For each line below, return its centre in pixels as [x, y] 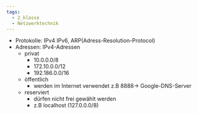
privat [32, 54]
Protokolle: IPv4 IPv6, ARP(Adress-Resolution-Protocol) [85, 41]
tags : [13, 12]
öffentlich [36, 79]
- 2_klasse [26, 18]
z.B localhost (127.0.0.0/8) [66, 105]
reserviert [37, 93]
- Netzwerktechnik [35, 23]
